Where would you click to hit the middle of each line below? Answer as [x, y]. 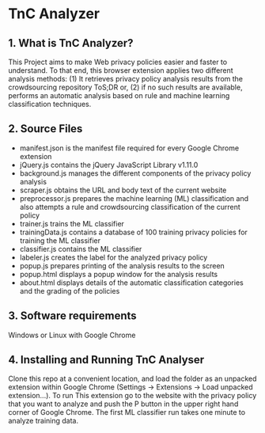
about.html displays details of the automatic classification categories [131, 283]
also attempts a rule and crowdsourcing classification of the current [130, 207]
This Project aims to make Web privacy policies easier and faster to [118, 62]
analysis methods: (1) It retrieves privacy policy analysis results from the [126, 79]
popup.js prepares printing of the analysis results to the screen [122, 265]
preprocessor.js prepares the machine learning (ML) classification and [134, 198]
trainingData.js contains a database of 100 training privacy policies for [133, 232]
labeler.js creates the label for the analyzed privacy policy [114, 257]
